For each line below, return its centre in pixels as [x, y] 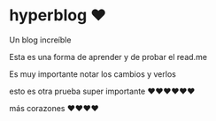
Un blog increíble [40, 40]
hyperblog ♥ [58, 15]
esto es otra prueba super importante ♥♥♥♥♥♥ [102, 91]
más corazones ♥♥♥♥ [54, 108]
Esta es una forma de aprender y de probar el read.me [108, 57]
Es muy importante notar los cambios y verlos [93, 74]
